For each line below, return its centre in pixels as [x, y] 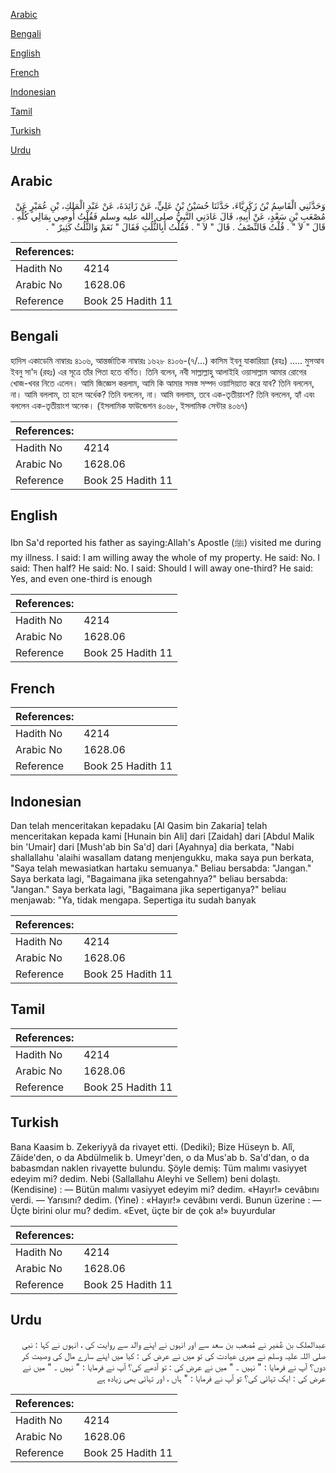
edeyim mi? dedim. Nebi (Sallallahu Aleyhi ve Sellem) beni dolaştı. [145, 1178]
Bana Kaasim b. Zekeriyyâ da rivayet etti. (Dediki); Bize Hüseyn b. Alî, [152, 1146]
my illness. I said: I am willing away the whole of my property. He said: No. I [165, 558]
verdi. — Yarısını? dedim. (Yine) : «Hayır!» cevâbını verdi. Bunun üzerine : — [166, 1200]
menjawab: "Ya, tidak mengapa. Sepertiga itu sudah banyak [133, 900]
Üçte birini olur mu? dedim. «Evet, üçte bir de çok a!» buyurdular [143, 1210]
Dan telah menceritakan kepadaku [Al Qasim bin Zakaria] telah [139, 826]
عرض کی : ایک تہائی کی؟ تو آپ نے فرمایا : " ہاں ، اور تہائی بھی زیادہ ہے [211, 1378]
